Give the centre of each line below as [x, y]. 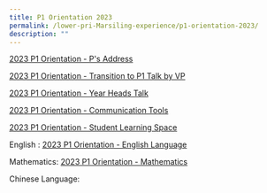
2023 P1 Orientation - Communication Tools [89, 111]
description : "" [39, 34]
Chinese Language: [45, 179]
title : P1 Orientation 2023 [61, 17]
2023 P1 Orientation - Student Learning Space [93, 127]
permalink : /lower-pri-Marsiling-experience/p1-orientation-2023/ [134, 26]
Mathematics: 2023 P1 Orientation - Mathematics [99, 162]
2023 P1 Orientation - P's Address [71, 59]
